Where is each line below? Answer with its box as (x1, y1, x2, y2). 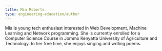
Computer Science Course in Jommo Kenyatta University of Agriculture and (5, 35, 158, 41)
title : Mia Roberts (5, 7, 45, 12)
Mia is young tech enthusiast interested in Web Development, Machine (5, 25, 147, 31)
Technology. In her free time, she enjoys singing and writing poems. (5, 40, 142, 46)
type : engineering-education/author (5, 12, 80, 17)
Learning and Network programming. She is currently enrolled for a (5, 30, 141, 36)
